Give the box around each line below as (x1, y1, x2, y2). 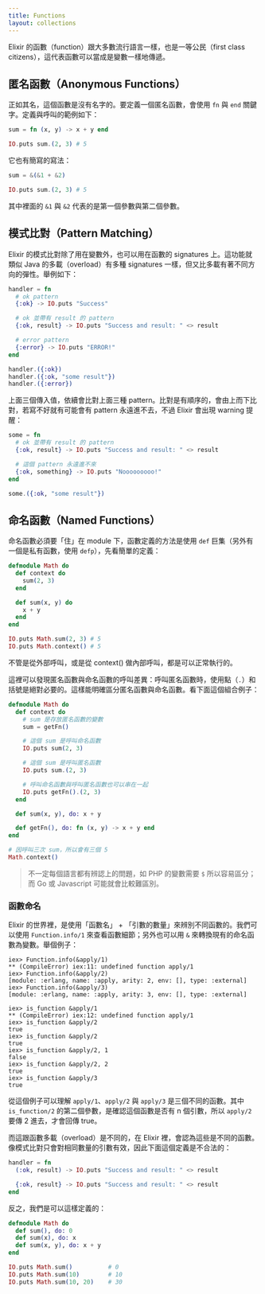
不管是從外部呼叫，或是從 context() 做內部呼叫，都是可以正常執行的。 (8, 657, 237, 667)
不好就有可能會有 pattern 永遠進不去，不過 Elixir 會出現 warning (35, 405, 245, 415)
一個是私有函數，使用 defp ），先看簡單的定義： (8, 546, 161, 555)
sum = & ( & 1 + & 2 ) (8, 172, 66, 180)
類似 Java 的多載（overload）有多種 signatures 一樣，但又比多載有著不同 (8, 259, 248, 269)
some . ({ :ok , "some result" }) (8, 489, 105, 497)
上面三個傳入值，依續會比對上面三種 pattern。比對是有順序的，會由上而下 (8, 396, 251, 405)
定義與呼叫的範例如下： (21, 110, 99, 119)
